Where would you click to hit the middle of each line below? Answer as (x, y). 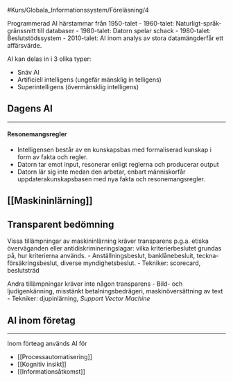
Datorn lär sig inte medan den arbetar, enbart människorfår (101, 172)
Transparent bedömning (61, 224)
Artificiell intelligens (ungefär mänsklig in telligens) (89, 80)
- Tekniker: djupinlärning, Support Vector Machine (79, 299)
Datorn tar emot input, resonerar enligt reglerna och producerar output (118, 165)
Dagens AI (30, 109)
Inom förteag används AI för (47, 344)
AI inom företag (41, 320)
